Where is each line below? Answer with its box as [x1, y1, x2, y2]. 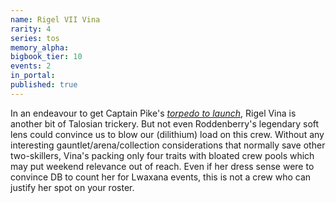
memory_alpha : [10, 42, 70, 53]
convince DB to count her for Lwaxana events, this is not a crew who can [10, 171, 312, 183]
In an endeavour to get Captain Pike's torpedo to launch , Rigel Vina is [10, 107, 297, 119]
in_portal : [10, 71, 56, 81]
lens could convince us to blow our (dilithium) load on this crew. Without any [10, 128, 325, 140]
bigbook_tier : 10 [10, 52, 83, 62]
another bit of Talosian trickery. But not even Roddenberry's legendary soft [10, 117, 320, 130]
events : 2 [10, 61, 52, 71]
